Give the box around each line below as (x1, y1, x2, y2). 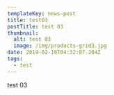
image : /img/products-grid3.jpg (13, 42, 108, 49)
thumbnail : (7, 29, 39, 37)
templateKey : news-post (7, 10, 76, 17)
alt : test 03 (13, 36, 51, 43)
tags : (7, 55, 23, 62)
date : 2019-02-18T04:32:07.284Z (7, 49, 101, 56)
